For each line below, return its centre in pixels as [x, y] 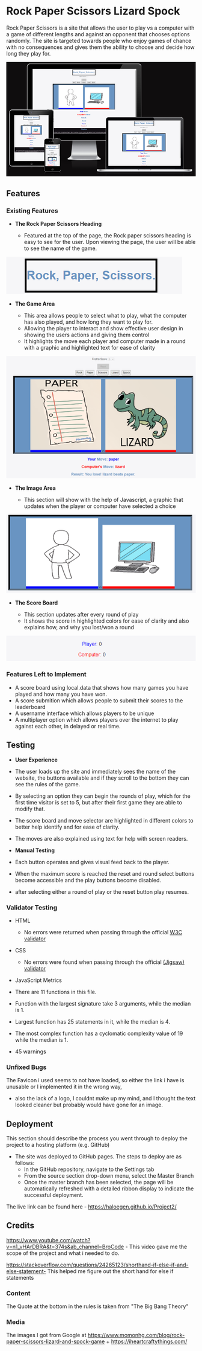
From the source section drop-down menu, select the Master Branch [109, 1176]
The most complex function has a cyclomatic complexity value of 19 [99, 1033]
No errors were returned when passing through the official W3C [103, 932]
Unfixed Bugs [26, 1067]
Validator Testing [32, 907]
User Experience [36, 760]
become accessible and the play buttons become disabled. [88, 880]
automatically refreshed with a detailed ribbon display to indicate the [109, 1189]
